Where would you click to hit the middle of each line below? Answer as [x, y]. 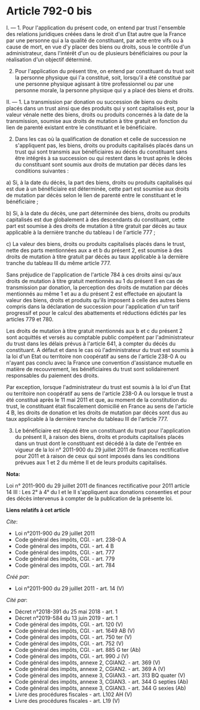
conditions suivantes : [42, 171]
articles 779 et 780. [30, 319]
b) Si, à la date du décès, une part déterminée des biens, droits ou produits [98, 213]
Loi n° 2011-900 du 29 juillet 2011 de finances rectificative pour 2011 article [98, 485]
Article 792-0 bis [49, 11]
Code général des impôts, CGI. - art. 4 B [64, 546]
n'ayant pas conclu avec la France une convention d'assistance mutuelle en [99, 362]
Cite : [12, 521]
